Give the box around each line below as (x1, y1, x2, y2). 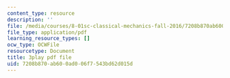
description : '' (7, 16, 53, 23)
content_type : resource (7, 9, 75, 17)
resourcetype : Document (7, 48, 75, 55)
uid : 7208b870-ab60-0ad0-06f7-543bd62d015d (7, 60, 133, 67)
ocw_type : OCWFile (7, 41, 60, 48)
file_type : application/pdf (7, 28, 88, 36)
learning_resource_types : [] (7, 35, 90, 42)
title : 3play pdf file (7, 54, 72, 61)
